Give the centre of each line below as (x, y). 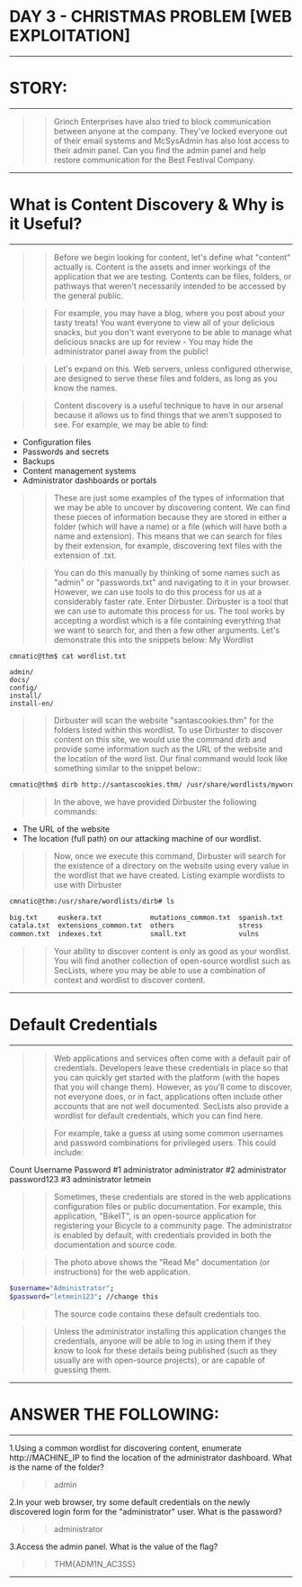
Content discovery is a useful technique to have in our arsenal (169, 405)
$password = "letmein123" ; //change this (84, 1297)
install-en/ (31, 703)
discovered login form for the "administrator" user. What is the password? (146, 1511)
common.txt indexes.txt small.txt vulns (134, 935)
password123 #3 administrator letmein (80, 1180)
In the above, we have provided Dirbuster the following (155, 802)
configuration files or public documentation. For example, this (168, 1207)
